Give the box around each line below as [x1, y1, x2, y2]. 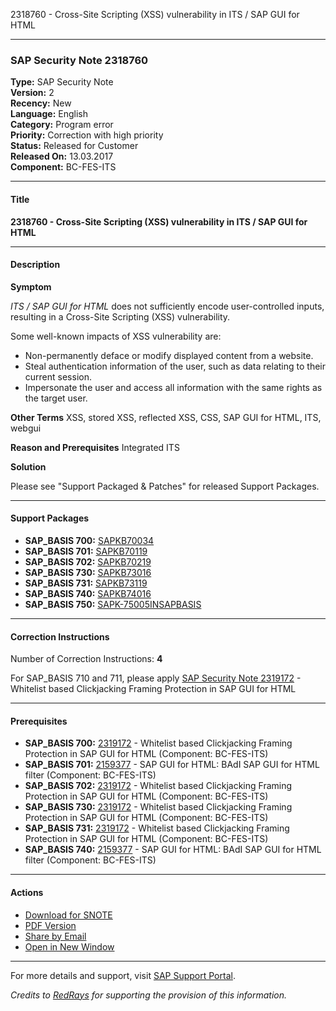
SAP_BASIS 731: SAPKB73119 [24, 577, 148, 589]
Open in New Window [24, 940, 115, 953]
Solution [10, 460, 47, 473]
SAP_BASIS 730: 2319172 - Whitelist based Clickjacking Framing [24, 801, 293, 813]
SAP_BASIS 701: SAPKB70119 [24, 545, 148, 557]
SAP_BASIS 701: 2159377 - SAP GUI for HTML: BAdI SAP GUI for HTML [24, 759, 320, 771]
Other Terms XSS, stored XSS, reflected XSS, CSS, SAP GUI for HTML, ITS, [10, 411, 322, 423]
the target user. [24, 392, 88, 404]
